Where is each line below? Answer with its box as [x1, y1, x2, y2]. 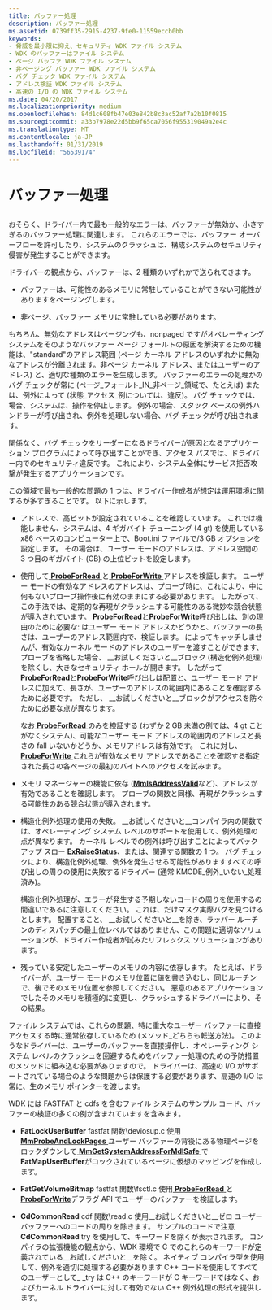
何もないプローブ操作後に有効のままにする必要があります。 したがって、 [19, 591, 263, 601]
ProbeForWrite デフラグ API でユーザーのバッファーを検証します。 [19, 1194, 242, 1203]
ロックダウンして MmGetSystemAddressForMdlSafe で [19, 1146, 209, 1155]
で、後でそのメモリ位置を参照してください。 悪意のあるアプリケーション [19, 982, 264, 992]
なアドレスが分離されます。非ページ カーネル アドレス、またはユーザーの [8, 359, 253, 369]
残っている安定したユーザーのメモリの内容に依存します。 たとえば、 [19, 962, 249, 972]
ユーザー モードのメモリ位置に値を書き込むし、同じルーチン [55, 973, 257, 982]
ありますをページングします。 [19, 294, 120, 304]
